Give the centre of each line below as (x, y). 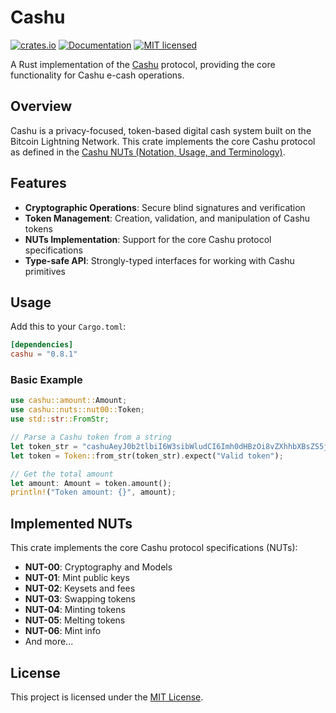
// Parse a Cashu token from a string (91, 437)
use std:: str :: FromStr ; (60, 419)
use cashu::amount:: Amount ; (69, 401)
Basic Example (46, 380)
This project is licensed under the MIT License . (107, 697)
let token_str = (44, 446)
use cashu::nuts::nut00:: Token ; (77, 410)
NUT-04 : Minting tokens (75, 610)
